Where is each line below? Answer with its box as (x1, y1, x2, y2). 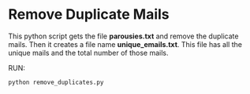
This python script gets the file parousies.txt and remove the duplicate (8, 31, 239, 41)
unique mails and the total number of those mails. (8, 48, 169, 57)
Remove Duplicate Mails (8, 5, 170, 23)
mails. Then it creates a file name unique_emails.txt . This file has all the (8, 39, 243, 49)
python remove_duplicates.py (8, 78, 104, 86)
